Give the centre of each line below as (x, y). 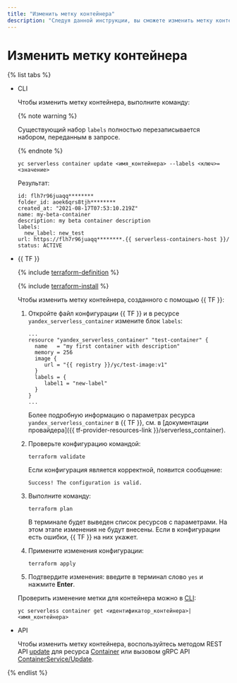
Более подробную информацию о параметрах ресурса (111, 415)
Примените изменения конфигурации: (86, 551)
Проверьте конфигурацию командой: (84, 444)
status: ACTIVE (40, 246)
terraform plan (50, 509)
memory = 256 (53, 353)
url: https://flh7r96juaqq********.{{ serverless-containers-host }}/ (123, 240)
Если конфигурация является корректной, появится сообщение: (125, 470)
